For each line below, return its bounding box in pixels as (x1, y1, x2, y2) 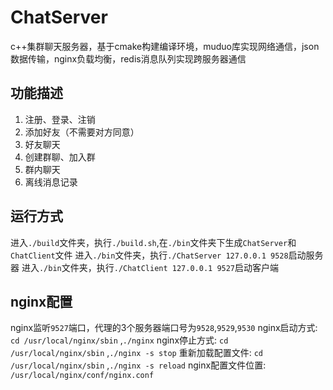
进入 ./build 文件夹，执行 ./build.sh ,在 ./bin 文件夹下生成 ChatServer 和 (10, 236, 297, 248)
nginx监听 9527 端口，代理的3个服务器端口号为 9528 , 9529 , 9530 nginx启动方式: (10, 322, 318, 334)
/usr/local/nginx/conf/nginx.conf (10, 371, 155, 381)
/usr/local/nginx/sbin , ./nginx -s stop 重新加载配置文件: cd (10, 347, 263, 359)
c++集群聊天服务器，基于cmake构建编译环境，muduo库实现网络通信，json (10, 40, 320, 52)
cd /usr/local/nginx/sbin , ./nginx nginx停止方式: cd (10, 334, 229, 346)
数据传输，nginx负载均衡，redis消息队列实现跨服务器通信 (10, 52, 247, 65)
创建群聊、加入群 (24, 151, 96, 163)
